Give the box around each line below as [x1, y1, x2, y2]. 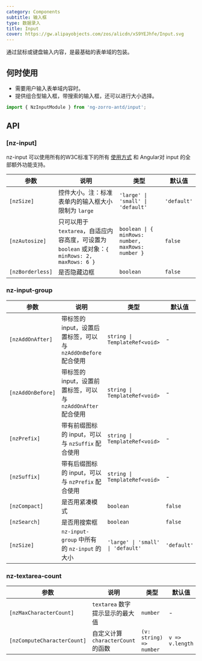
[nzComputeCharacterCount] [9, 638, 87, 644]
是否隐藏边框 [58, 268, 95, 276]
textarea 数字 [92, 600, 131, 609]
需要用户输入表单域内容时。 [14, 85, 84, 92]
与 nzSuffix [61, 439, 94, 448]
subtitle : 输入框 [6, 14, 47, 20]
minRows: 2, [58, 252, 93, 259]
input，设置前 [61, 377, 100, 385]
